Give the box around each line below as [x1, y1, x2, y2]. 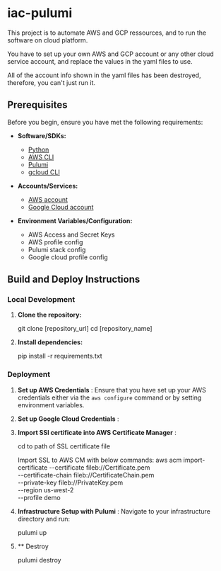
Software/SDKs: [17, 131, 66, 140]
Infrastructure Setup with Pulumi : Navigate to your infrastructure [17, 507, 210, 515]
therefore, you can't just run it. [7, 78, 96, 86]
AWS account [28, 195, 68, 203]
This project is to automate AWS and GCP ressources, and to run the [7, 28, 207, 37]
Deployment [7, 370, 51, 380]
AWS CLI [28, 152, 54, 161]
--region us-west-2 [17, 485, 74, 494]
